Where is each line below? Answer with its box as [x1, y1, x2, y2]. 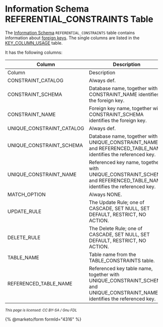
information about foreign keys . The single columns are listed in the [5, 35, 140, 41]
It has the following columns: [5, 49, 63, 55]
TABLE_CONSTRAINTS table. [89, 257, 155, 264]
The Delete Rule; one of [89, 225, 143, 231]
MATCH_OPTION [7, 191, 46, 197]
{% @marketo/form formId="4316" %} [5, 316, 81, 322]
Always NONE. [89, 191, 122, 197]
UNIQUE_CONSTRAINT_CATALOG [7, 125, 84, 131]
